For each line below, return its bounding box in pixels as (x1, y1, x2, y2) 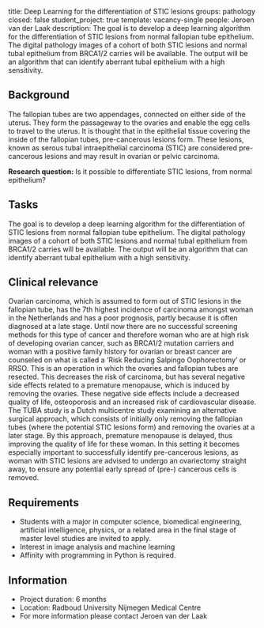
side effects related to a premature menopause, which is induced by (8, 380, 230, 390)
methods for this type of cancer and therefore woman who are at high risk (8, 330, 249, 339)
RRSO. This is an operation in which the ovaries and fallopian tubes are (8, 364, 239, 373)
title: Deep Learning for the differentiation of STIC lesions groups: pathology (8, 7, 255, 16)
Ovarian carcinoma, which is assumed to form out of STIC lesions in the (8, 297, 242, 306)
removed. (8, 473, 40, 482)
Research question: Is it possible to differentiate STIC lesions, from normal (8, 166, 253, 176)
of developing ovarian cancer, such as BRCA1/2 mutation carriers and (8, 339, 235, 348)
